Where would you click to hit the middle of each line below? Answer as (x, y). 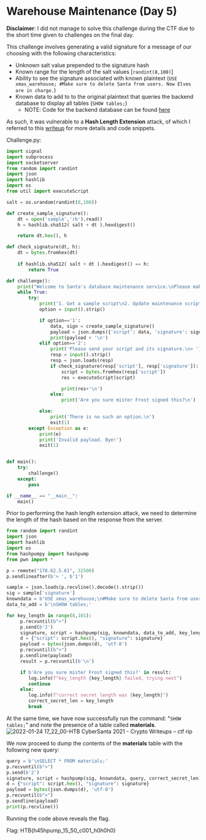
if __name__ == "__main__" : (42, 496)
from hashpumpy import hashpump (48, 554)
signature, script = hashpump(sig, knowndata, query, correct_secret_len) (104, 778)
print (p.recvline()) (33, 807)
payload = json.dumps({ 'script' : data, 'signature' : (119, 332)
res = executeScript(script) (98, 378)
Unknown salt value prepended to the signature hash (82, 65)
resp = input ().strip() (81, 355)
